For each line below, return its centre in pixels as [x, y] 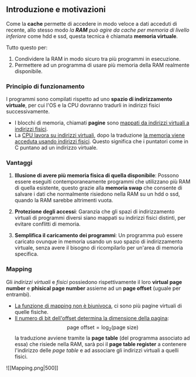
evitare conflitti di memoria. [47, 224]
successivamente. [28, 112]
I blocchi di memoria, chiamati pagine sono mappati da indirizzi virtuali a [102, 123]
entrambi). [18, 294]
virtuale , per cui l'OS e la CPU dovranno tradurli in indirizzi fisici [83, 105]
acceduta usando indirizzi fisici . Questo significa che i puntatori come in [101, 141]
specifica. [26, 254]
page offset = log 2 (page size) [103, 328]
